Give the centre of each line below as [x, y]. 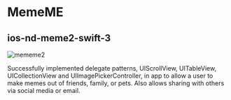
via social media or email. [44, 91]
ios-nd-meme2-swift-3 [59, 38]
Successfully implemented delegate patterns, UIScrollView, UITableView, [112, 68]
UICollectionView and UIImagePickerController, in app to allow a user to [110, 76]
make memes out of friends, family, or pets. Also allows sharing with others [116, 83]
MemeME [36, 12]
